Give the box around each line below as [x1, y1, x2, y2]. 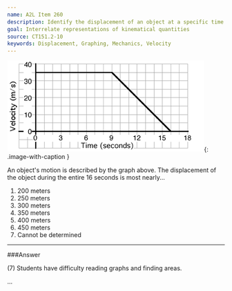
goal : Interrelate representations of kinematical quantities [7, 26, 190, 32]
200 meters [17, 187, 50, 195]
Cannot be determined [17, 231, 81, 239]
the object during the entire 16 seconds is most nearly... [7, 173, 166, 182]
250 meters [17, 194, 50, 203]
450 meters [17, 223, 50, 232]
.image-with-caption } [7, 153, 70, 161]
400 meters [17, 216, 51, 225]
